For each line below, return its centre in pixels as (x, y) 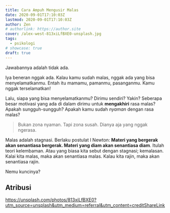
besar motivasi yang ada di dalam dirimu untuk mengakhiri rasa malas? (80, 103)
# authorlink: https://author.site (43, 29)
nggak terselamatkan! (28, 88)
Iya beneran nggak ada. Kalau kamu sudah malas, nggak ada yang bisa (80, 77)
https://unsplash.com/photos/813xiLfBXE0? (51, 200)
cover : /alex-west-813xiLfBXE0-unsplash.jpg (53, 34)
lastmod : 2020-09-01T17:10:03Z (39, 19)
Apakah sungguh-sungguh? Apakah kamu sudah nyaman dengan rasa (80, 109)
